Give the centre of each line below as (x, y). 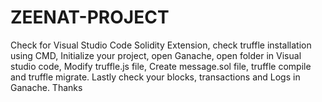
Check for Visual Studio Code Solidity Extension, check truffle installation (161, 45)
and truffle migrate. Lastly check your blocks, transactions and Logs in (155, 77)
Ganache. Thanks (46, 87)
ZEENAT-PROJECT (90, 17)
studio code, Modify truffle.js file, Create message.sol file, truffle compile (161, 66)
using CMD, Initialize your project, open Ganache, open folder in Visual (156, 55)
